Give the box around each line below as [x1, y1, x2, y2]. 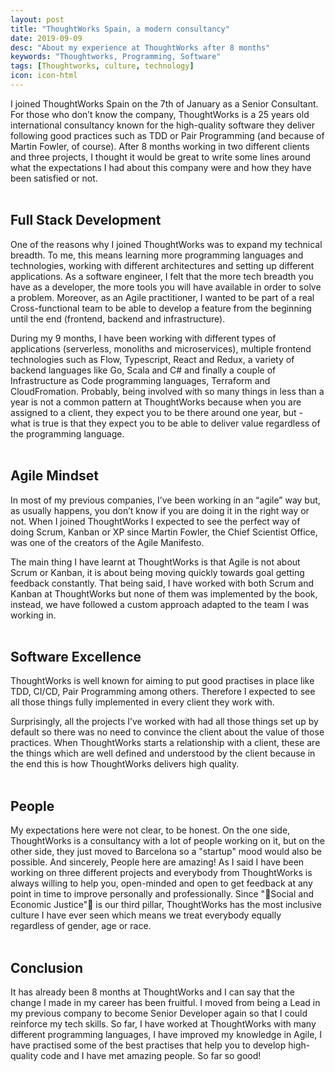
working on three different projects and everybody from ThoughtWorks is [10, 867, 313, 879]
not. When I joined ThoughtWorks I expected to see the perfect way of [10, 515, 301, 527]
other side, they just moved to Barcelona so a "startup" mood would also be [10, 846, 322, 858]
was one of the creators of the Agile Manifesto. [10, 536, 205, 548]
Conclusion [10, 959, 84, 976]
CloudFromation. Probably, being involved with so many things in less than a [10, 385, 325, 397]
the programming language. [10, 427, 125, 440]
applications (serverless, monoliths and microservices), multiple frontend [10, 342, 312, 355]
